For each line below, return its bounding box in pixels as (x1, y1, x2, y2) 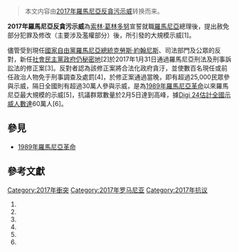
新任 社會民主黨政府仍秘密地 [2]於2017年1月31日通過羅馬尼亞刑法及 (19, 55, 213, 63)
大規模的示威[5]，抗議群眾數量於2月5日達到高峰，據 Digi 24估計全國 (26, 90, 225, 99)
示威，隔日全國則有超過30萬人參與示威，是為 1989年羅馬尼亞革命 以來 (13, 82, 217, 90)
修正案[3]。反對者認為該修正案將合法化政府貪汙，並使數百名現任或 (26, 64, 222, 72)
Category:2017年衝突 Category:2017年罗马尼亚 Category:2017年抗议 (7, 185, 208, 194)
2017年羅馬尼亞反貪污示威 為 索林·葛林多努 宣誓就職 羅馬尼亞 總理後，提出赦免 (7, 22, 230, 31)
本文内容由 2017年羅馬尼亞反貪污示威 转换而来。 (24, 7, 164, 15)
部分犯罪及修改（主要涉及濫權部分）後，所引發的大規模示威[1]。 (7, 31, 196, 39)
